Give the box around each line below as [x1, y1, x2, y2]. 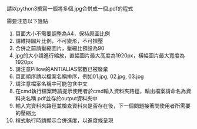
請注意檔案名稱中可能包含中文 [15, 80, 88, 87]
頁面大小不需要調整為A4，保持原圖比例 [15, 30, 111, 37]
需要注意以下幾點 [6, 18, 48, 25]
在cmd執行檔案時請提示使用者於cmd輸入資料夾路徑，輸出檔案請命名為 [15, 87, 186, 94]
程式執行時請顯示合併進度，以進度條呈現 [15, 117, 113, 124]
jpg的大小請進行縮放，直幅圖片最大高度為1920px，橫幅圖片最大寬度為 [15, 52, 185, 59]
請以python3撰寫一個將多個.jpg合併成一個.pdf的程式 [6, 5, 133, 12]
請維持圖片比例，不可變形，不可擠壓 [15, 38, 103, 44]
